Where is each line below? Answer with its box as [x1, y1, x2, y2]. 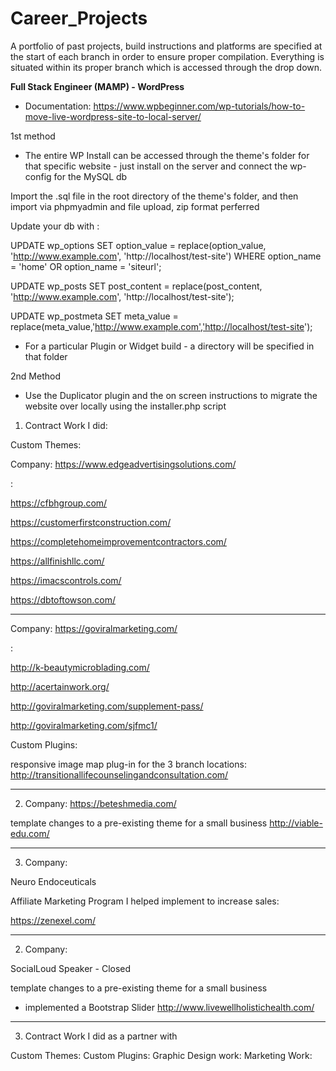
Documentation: [24, 100, 92, 112]
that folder [24, 350, 68, 362]
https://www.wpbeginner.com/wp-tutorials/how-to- [93, 100, 306, 112]
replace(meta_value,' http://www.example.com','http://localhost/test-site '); [10, 320, 313, 332]
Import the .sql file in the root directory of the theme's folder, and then [10, 190, 299, 202]
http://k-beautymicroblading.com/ [10, 661, 150, 673]
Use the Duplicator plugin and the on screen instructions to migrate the [24, 389, 318, 401]
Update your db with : [10, 220, 100, 232]
